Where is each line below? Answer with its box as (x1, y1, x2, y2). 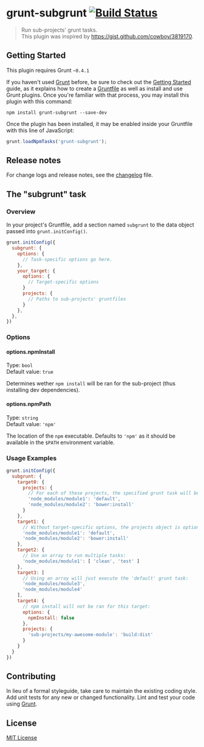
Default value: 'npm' (6, 420, 56, 427)
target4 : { (17, 598, 45, 604)
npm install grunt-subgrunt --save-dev (6, 110, 107, 116)
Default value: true (6, 368, 53, 376)
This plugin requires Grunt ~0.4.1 (6, 66, 90, 74)
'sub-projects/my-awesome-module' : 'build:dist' (28, 632, 154, 638)
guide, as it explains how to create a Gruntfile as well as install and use (6, 85, 183, 92)
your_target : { (17, 268, 56, 274)
